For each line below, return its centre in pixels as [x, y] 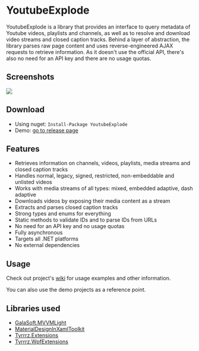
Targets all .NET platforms [47, 239]
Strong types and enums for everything [63, 214]
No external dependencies [47, 245]
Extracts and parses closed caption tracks [66, 207]
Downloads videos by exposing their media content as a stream [92, 201]
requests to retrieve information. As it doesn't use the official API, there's [95, 52]
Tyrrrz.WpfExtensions [41, 341]
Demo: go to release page [46, 130]
